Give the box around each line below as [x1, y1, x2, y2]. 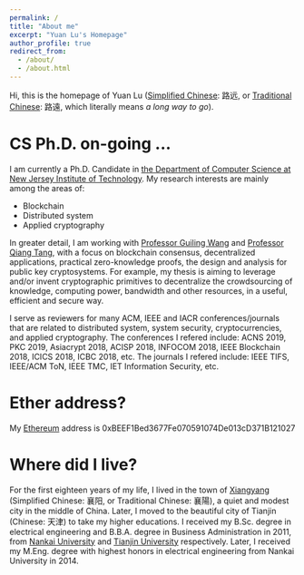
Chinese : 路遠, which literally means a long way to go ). [9, 101, 214, 112]
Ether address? [9, 393, 127, 413]
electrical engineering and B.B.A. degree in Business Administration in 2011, [9, 526, 292, 537]
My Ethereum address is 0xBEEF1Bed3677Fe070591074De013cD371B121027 [9, 423, 296, 434]
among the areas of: [9, 182, 85, 193]
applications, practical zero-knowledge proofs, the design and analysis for [9, 256, 288, 268]
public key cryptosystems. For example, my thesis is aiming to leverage [9, 266, 276, 277]
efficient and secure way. [9, 295, 104, 306]
